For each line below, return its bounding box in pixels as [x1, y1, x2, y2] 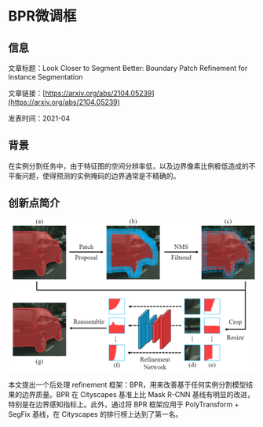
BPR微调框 [8, 7, 77, 25]
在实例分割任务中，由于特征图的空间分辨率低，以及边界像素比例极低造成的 [8, 161, 249, 170]
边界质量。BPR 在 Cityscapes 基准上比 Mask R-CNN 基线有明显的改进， [21, 389, 254, 399]
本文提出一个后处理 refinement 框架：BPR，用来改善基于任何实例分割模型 [8, 380, 247, 389]
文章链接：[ [8, 88, 46, 98]
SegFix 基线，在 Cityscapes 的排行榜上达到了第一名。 [8, 409, 183, 418]
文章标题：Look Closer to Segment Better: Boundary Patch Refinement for [8, 64, 248, 72]
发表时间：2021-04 [8, 113, 71, 123]
